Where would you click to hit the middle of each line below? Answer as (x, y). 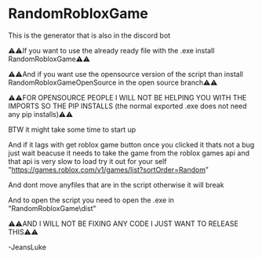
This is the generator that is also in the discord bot (89, 35)
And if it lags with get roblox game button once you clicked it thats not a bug (131, 144)
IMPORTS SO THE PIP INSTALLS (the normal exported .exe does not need (127, 106)
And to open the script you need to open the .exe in (91, 200)
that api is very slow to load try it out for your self (87, 161)
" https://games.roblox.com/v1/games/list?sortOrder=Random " (109, 169)
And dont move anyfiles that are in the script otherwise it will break (116, 184)
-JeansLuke (27, 247)
